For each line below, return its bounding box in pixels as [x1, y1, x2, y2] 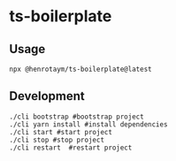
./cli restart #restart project [9, 143, 133, 152]
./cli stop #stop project [9, 135, 104, 144]
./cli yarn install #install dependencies [9, 119, 168, 129]
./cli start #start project [9, 127, 113, 136]
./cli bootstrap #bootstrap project [9, 112, 144, 121]
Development [9, 88, 86, 103]
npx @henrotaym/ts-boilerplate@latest [9, 65, 152, 73]
